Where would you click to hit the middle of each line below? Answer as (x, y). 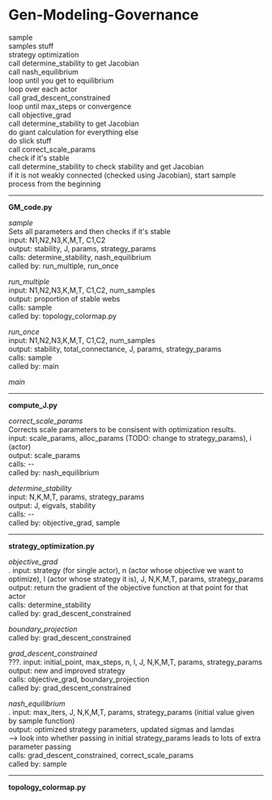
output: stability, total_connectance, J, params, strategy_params (115, 349)
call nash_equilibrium (43, 71)
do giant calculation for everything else (74, 132)
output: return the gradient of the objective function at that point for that (128, 587)
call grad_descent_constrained (59, 97)
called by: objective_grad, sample (64, 522)
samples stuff (31, 45)
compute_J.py (33, 405)
